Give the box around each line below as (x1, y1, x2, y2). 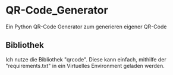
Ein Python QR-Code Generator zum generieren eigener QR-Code (5, 23, 167, 30)
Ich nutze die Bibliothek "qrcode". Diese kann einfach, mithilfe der (5, 56, 167, 63)
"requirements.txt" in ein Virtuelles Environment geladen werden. (5, 62, 165, 69)
